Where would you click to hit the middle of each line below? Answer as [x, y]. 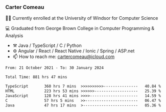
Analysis [14, 36]
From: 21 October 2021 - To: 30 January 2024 [54, 68]
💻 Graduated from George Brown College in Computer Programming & [80, 29]
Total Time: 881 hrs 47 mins [36, 77]
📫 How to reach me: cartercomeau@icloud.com [64, 57]
